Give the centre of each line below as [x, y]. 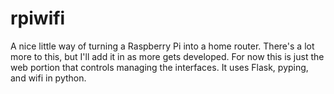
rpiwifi [38, 18]
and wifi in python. [48, 78]
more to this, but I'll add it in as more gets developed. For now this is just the [167, 56]
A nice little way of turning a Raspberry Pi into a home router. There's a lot [162, 46]
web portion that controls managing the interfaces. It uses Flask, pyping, [159, 67]
